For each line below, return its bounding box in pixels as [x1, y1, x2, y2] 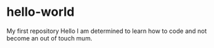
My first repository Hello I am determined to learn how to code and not [6, 27, 207, 35]
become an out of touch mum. [6, 34, 93, 42]
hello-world [6, 4, 75, 20]
